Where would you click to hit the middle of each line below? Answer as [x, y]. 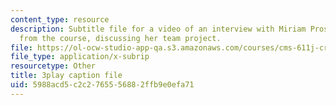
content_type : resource [60, 19]
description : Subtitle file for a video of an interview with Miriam [158, 29]
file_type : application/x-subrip [80, 57]
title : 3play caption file [66, 76]
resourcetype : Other [53, 66]
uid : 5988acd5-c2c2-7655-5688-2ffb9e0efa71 [102, 85]
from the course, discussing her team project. [120, 38]
